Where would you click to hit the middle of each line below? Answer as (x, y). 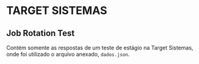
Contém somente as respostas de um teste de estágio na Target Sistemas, (100, 48)
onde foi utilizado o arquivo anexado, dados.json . (68, 54)
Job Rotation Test (41, 33)
